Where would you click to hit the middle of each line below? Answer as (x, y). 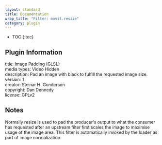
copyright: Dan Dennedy (30, 90)
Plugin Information (34, 52)
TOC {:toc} (23, 37)
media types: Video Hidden (32, 69)
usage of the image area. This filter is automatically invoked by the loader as (81, 132)
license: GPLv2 (20, 95)
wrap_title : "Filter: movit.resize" (42, 18)
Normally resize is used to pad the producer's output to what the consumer (80, 122)
